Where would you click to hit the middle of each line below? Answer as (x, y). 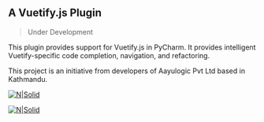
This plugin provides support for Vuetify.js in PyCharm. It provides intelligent (132, 47)
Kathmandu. (28, 79)
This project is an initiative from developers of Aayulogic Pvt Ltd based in (127, 71)
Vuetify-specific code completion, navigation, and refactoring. (109, 55)
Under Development (60, 31)
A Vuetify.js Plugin (55, 13)
